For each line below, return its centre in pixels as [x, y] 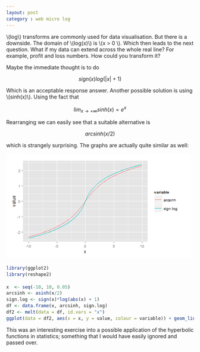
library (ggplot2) [28, 268]
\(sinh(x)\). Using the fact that [43, 97]
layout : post [22, 13]
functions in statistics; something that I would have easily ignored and [92, 336]
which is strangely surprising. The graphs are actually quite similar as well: [98, 145]
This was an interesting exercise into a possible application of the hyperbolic [100, 330]
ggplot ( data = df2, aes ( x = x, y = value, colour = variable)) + [89, 318]
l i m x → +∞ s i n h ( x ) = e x [100, 109]
